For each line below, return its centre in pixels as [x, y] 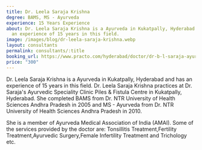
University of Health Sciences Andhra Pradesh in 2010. [74, 111]
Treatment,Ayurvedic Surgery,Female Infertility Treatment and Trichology [97, 135]
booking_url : [23, 56]
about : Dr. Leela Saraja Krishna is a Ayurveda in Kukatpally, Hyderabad [101, 28]
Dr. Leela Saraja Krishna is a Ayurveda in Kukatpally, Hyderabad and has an [99, 79]
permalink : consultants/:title [45, 51]
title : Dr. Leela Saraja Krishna [48, 12]
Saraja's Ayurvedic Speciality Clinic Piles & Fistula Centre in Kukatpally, [94, 92]
